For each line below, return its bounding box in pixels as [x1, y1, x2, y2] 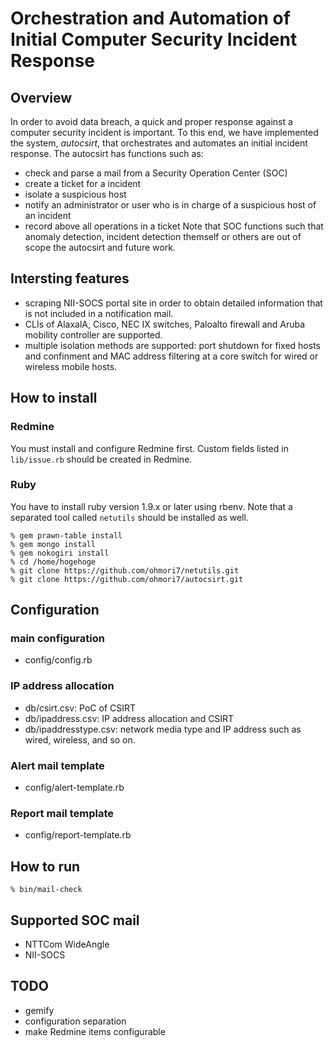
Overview [10, 89, 73, 106]
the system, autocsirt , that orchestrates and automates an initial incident [10, 137, 308, 149]
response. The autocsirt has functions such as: [10, 148, 204, 159]
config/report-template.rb [24, 829, 132, 841]
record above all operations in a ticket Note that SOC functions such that [24, 220, 324, 232]
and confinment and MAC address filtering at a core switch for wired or [24, 350, 319, 362]
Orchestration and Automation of [10, 7, 291, 30]
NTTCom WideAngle [24, 938, 110, 950]
